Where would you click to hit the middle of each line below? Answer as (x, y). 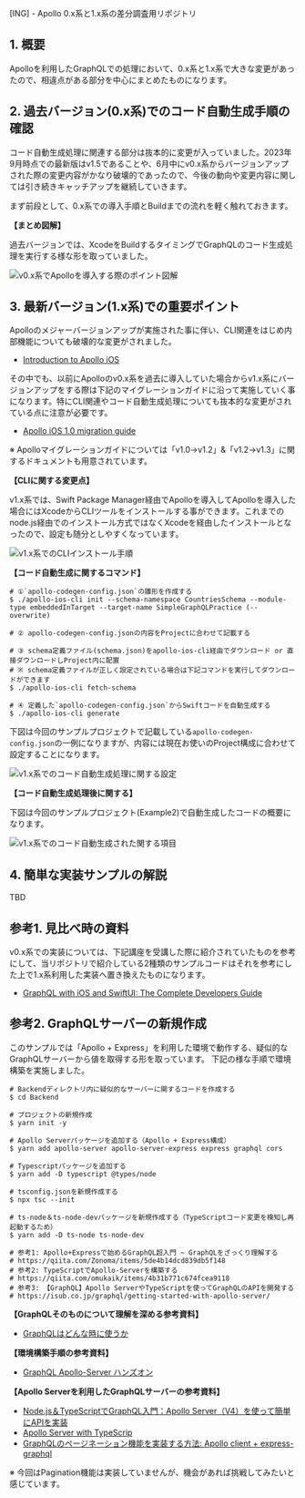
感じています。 (37, 1483)
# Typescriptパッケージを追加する (68, 1166)
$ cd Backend (34, 1097)
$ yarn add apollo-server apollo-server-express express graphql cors (146, 1148)
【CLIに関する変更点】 (52, 480)
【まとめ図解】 (37, 225)
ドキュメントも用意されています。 (89, 461)
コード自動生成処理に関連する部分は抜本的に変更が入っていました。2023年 (151, 152)
